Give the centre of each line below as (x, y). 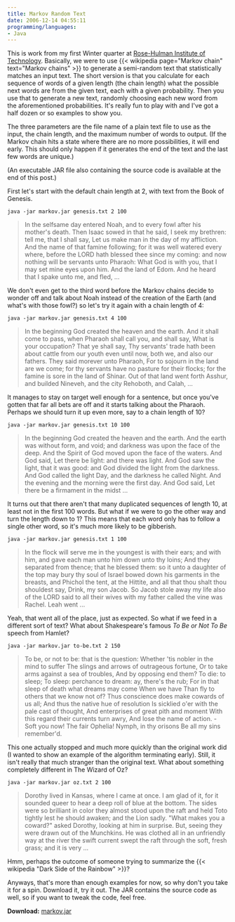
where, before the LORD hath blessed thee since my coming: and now (126, 254)
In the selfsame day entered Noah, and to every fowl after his (113, 225)
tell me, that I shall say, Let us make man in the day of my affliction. (121, 240)
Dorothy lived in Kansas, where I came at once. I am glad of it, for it (121, 796)
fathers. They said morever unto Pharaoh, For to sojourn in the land (121, 361)
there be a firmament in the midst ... (76, 491)
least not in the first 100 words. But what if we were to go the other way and (117, 512)
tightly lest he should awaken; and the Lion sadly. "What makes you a (125, 818)
